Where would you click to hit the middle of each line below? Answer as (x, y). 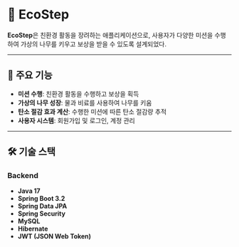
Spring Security (42, 214)
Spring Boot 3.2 (41, 199)
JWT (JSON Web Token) (54, 236)
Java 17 (29, 191)
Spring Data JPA (42, 206)
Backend (23, 176)
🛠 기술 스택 (31, 152)
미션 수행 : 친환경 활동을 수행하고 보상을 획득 (78, 94)
